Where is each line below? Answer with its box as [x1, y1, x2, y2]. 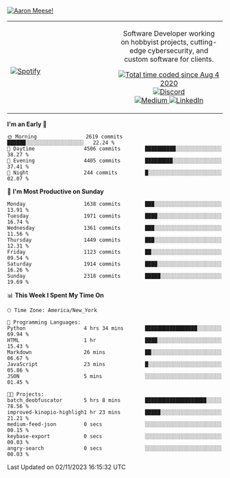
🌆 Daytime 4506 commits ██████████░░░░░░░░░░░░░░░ [7, 145, 222, 152]
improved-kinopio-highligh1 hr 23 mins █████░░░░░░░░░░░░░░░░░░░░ [7, 409, 222, 416]
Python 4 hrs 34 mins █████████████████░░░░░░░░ [7, 325, 222, 332]
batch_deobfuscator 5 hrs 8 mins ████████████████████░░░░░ [7, 397, 222, 404]
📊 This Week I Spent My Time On [7, 291, 104, 299]
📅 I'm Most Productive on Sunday [7, 187, 104, 195]
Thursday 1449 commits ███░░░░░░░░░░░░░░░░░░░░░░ [7, 237, 222, 243]
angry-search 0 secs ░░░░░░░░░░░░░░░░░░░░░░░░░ [7, 445, 222, 452]
